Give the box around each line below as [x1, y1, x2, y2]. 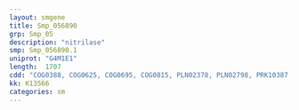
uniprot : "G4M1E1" [9, 54, 77, 63]
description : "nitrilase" [9, 37, 105, 47]
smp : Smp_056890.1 [9, 46, 77, 55]
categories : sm [9, 87, 66, 96]
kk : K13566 [9, 79, 50, 88]
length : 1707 [9, 63, 62, 72]
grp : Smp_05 [9, 29, 53, 38]
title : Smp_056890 [9, 21, 77, 30]
